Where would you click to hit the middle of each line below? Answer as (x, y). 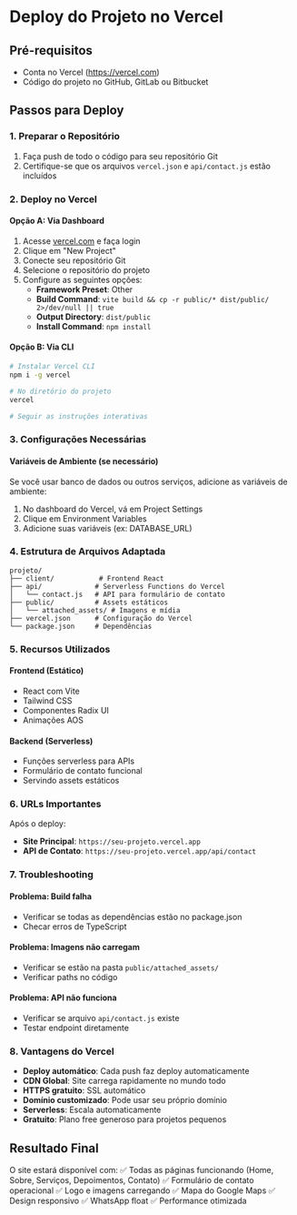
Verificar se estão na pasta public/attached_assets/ (121, 967)
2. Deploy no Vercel (54, 199)
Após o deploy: (38, 824)
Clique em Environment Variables (84, 518)
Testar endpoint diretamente (76, 1028)
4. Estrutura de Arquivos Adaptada (88, 552)
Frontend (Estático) (47, 671)
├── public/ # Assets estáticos (89, 602)
